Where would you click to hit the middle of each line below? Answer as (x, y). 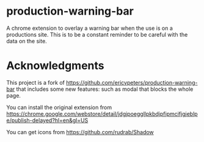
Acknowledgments (56, 66)
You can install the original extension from (59, 107)
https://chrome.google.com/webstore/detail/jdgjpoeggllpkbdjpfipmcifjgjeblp (102, 113)
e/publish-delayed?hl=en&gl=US (47, 120)
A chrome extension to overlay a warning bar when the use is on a (89, 28)
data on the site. (27, 41)
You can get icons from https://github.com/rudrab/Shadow (80, 132)
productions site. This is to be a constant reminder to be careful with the (97, 34)
